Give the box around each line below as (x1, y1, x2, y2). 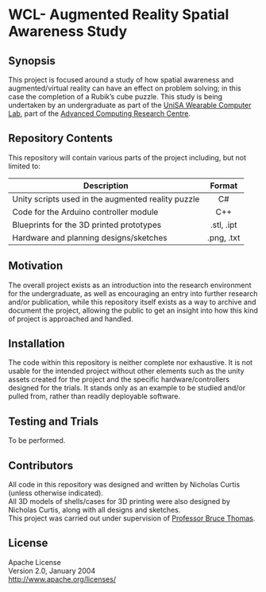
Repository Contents (8, 132, 114, 145)
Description (83, 180, 129, 191)
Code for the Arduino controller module (12, 206, 159, 217)
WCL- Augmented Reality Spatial (8, 6, 229, 24)
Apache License (8, 557, 61, 567)
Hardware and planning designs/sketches (12, 232, 168, 243)
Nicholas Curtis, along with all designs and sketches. (8, 506, 181, 515)
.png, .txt (207, 232, 241, 243)
